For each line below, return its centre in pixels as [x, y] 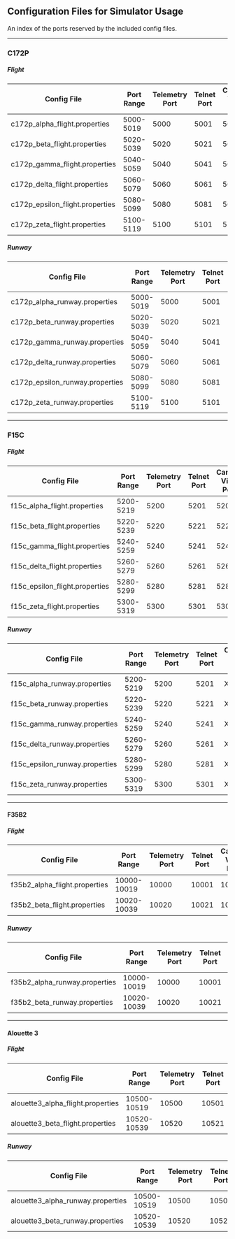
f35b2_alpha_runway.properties [64, 982]
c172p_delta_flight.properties [59, 184]
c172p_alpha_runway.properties [64, 301]
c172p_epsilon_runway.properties [67, 382]
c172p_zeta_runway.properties [62, 402]
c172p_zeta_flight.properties [58, 224]
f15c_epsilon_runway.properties [64, 764]
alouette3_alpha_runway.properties [69, 1201]
